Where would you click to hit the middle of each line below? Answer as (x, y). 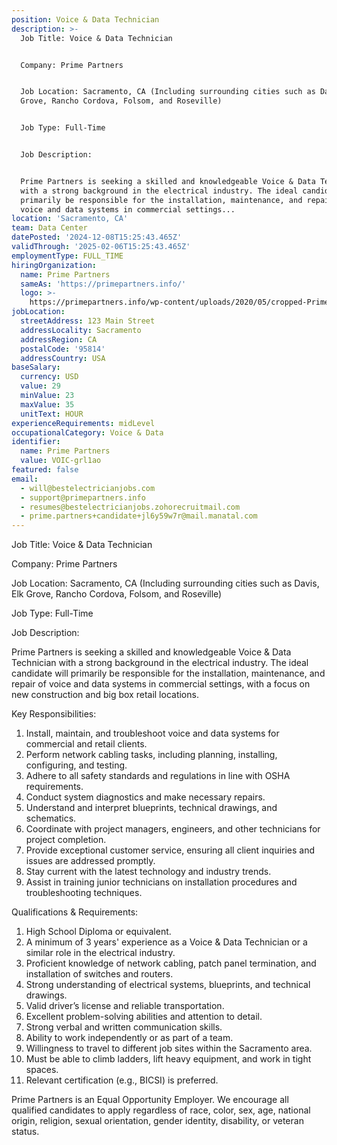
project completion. (66, 840)
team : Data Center (49, 228)
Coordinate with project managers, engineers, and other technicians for (173, 829)
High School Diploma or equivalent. (98, 932)
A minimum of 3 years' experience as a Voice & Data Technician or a (166, 942)
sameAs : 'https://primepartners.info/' (103, 284)
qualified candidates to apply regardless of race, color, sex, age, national (161, 1110)
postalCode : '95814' (63, 349)
